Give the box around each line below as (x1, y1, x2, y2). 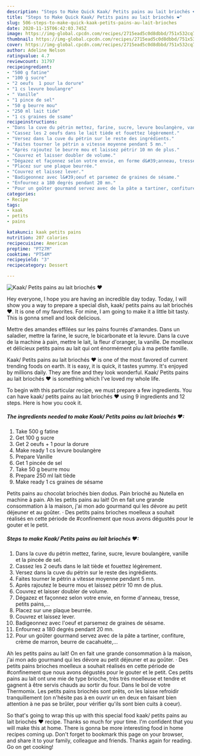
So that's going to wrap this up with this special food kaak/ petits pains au (7, 711, 188, 719)
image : (7, 31, 23, 37)
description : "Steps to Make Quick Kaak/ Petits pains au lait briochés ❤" (7, 8, 198, 15)
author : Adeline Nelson (7, 48, 66, 53)
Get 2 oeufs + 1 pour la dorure (15, 440, 89, 447)
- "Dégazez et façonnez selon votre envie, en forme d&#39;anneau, (7, 158, 177, 164)
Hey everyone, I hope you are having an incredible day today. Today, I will (7, 295, 187, 302)
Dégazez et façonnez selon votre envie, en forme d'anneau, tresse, (15, 594, 180, 601)
